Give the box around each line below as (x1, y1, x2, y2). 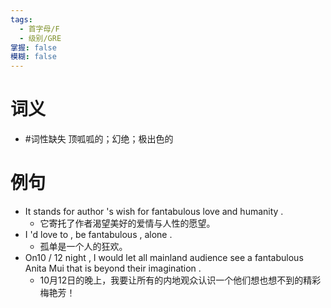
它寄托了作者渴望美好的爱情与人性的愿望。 (39, 217, 216, 229)
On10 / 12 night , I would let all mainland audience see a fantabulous (24, 252, 304, 263)
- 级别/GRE (19, 33, 62, 43)
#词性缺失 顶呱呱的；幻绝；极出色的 (24, 133, 174, 145)
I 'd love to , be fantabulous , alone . (24, 229, 173, 240)
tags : (10, 14, 33, 25)
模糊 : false (10, 52, 57, 62)
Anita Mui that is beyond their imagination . (24, 262, 202, 274)
